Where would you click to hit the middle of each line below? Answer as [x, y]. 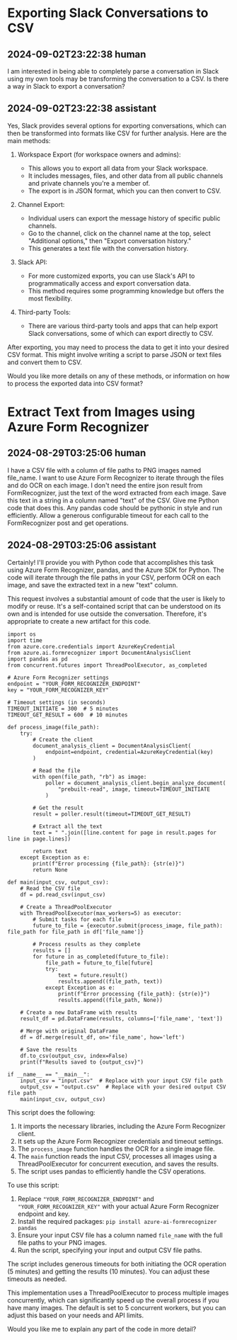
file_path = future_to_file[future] [99, 963]
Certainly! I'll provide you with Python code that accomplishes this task [111, 562]
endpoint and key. [44, 1214]
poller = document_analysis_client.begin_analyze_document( [135, 783]
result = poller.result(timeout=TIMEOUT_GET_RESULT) [112, 814]
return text [51, 851]
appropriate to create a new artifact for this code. [79, 621]
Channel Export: [41, 204]
